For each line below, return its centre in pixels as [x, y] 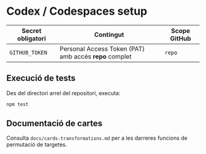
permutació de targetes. [37, 145]
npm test [17, 104]
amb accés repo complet [96, 56]
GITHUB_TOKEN [29, 52]
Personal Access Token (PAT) [102, 48]
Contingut [109, 34]
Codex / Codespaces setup [77, 11]
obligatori [32, 38]
